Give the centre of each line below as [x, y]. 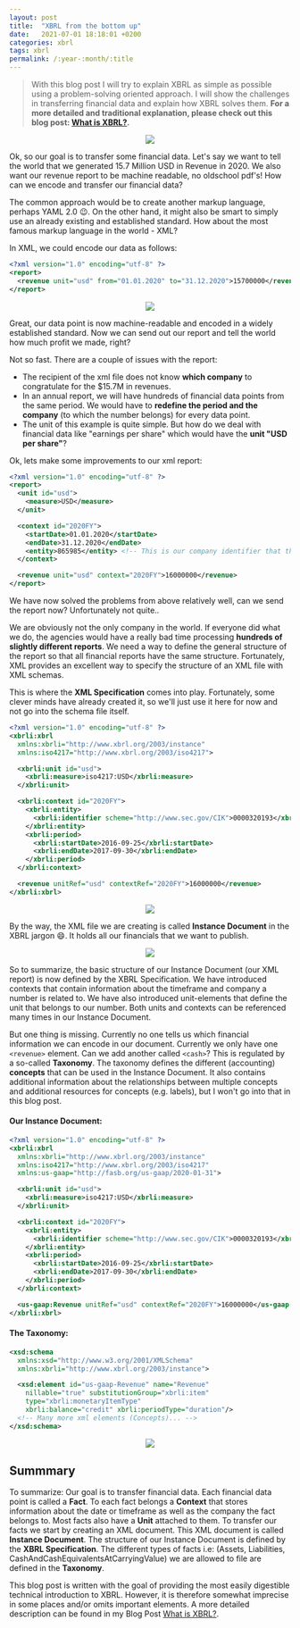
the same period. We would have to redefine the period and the [140, 405]
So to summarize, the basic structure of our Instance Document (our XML [144, 969]
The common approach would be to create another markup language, [137, 202]
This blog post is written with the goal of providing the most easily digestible [150, 1585]
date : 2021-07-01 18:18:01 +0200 [75, 34]
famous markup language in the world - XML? [94, 230]
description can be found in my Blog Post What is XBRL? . [114, 1614]
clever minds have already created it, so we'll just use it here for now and [144, 701]
